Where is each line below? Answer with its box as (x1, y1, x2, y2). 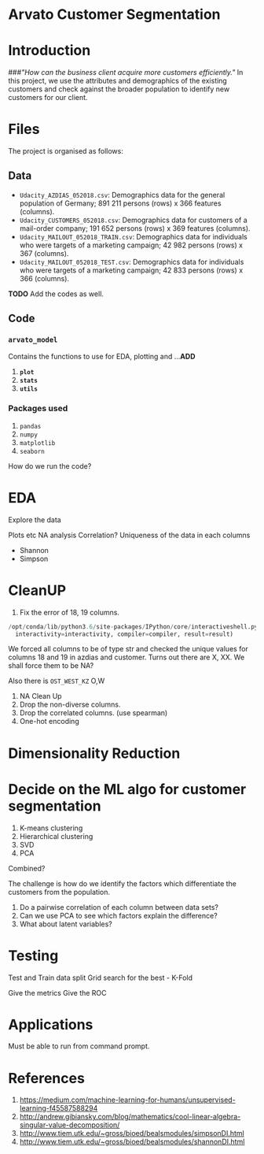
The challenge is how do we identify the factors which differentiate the (8, 878, 237, 888)
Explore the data (8, 514, 61, 525)
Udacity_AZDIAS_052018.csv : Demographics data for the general (19, 190, 225, 199)
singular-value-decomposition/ (19, 1120, 120, 1130)
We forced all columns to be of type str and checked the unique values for (8, 644, 249, 654)
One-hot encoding (19, 717, 80, 726)
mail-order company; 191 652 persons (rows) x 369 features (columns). (19, 223, 251, 233)
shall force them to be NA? (8, 661, 94, 670)
